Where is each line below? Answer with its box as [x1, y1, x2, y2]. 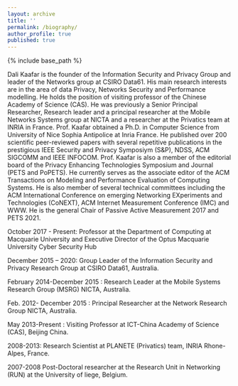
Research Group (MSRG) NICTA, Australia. [7, 285, 131, 294]
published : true [7, 37, 55, 44]
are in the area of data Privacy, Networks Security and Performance [7, 85, 206, 94]
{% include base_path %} [7, 56, 82, 65]
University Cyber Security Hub [7, 242, 97, 251]
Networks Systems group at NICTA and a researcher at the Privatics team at [7, 115, 230, 124]
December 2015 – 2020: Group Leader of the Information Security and [7, 257, 213, 265]
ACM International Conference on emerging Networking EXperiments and [7, 191, 222, 200]
